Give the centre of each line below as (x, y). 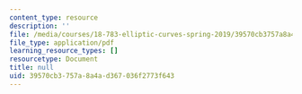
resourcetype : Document (54, 59)
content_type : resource (54, 17)
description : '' (40, 26)
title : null (31, 68)
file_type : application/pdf (62, 43)
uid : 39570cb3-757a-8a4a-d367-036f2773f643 (92, 76)
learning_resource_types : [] (64, 51)
